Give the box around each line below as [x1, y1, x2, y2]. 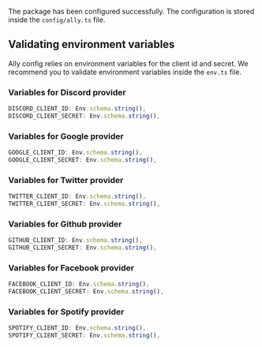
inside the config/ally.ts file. [8, 15, 106, 24]
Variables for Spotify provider [8, 306, 125, 317]
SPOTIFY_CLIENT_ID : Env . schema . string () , [8, 324, 147, 332]
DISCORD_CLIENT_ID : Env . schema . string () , [8, 105, 147, 113]
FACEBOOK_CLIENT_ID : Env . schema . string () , [8, 280, 150, 289]
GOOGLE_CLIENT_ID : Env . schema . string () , [8, 149, 144, 157]
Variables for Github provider [8, 218, 122, 229]
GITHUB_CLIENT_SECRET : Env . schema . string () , [8, 244, 157, 252]
